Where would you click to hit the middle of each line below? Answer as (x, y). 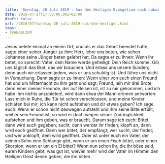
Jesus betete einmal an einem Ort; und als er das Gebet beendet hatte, (77, 47)
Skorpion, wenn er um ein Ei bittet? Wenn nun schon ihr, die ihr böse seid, (80, 146)
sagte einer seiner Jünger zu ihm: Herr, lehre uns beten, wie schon (73, 52)
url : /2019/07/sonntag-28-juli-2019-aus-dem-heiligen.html (67, 23)
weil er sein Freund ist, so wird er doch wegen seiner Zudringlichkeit (74, 115)
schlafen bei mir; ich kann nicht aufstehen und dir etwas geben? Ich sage (79, 104)
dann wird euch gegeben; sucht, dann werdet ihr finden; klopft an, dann (78, 125)
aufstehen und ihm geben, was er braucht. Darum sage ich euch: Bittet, (78, 120)
